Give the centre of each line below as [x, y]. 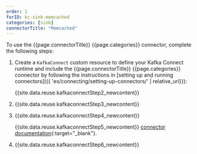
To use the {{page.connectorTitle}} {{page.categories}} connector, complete [99, 45]
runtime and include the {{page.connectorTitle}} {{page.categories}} [98, 69]
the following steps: [30, 51]
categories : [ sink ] [30, 22]
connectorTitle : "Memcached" [42, 28]
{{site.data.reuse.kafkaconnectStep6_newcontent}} [77, 145]
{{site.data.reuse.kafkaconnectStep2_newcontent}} [77, 93]
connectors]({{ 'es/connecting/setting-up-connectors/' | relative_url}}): [101, 81]
